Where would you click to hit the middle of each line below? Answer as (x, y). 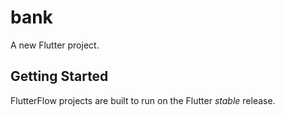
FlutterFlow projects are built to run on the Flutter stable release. (143, 100)
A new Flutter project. (55, 45)
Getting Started (59, 76)
